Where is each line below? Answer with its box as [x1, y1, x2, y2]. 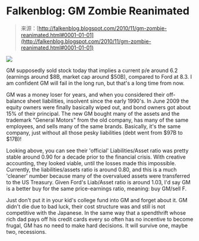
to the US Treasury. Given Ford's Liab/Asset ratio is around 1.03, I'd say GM [6, 178, 191, 186]
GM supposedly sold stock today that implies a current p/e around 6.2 [6, 67, 178, 74]
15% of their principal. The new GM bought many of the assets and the [6, 110, 180, 117]
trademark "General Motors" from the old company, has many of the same [6, 116, 189, 123]
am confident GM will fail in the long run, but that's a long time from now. [6, 79, 185, 86]
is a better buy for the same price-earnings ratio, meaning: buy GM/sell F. [6, 185, 186, 192]
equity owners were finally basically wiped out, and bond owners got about [6, 103, 191, 111]
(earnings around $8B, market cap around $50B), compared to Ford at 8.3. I [6, 73, 192, 80]
